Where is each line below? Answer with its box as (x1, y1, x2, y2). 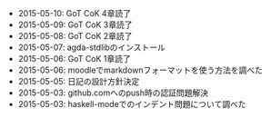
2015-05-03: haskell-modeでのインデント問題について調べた (17, 99, 246, 109)
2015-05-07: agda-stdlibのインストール (17, 42, 166, 53)
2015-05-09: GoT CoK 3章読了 (17, 19, 134, 30)
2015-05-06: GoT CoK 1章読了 (17, 54, 132, 64)
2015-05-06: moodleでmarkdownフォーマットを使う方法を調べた (17, 64, 264, 75)
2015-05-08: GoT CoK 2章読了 (17, 31, 133, 41)
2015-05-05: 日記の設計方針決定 (17, 76, 140, 86)
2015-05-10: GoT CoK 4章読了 (17, 8, 132, 18)
